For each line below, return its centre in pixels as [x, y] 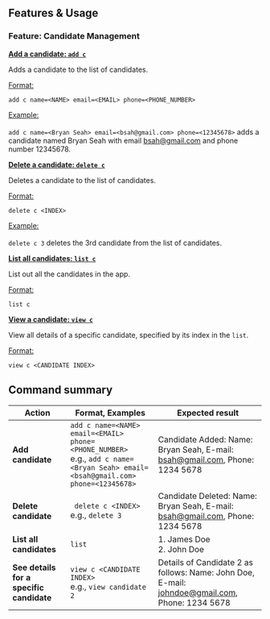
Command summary [61, 390]
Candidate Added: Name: [205, 439]
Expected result [208, 413]
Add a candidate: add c [47, 54]
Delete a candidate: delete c [57, 164]
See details [34, 567]
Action [37, 413]
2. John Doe [181, 549]
